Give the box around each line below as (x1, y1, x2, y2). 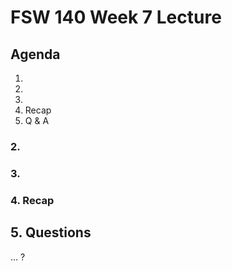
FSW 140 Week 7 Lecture (10, 6, 222, 29)
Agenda (10, 46, 61, 63)
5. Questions (10, 224, 92, 241)
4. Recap (10, 193, 55, 207)
